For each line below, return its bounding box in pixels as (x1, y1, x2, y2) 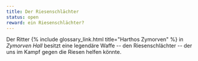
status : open (6, 14, 39, 20)
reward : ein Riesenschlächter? (6, 20, 85, 25)
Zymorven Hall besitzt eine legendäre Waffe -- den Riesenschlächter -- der (6, 42, 193, 49)
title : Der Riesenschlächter (6, 8, 79, 15)
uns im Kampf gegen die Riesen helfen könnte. (6, 49, 122, 56)
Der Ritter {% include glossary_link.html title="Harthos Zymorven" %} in (6, 36, 184, 43)
